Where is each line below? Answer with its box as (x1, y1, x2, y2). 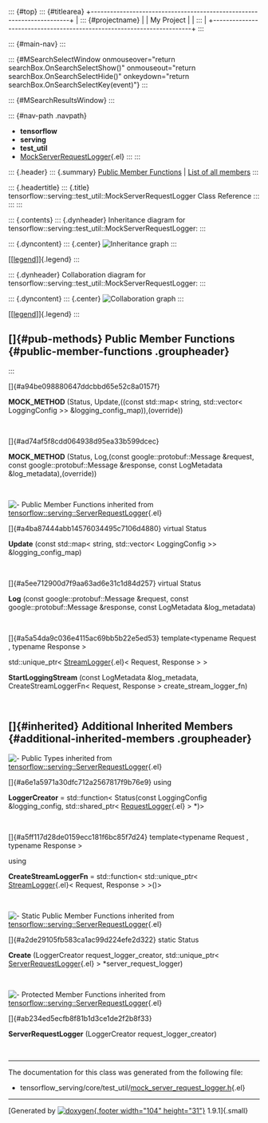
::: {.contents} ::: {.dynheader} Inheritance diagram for (8, 215, 186, 224)
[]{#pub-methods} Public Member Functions (8, 333, 235, 346)
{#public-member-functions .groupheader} (8, 345, 230, 358)
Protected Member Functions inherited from (21, 989, 166, 999)
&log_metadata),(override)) (8, 468, 97, 478)
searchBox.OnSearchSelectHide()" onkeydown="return (8, 72, 190, 81)
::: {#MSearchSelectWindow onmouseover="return (8, 55, 175, 64)
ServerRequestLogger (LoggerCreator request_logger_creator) (8, 1029, 217, 1038)
